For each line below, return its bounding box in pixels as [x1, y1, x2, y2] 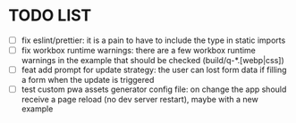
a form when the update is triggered [21, 75, 155, 86]
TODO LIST [8, 5, 92, 26]
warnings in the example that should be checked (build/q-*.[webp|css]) [21, 55, 285, 66]
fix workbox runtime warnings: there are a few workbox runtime [21, 45, 257, 55]
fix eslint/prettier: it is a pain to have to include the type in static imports [21, 35, 286, 45]
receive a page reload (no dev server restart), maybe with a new [21, 94, 258, 105]
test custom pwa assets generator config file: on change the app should [21, 84, 287, 94]
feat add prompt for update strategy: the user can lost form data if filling [21, 64, 287, 76]
